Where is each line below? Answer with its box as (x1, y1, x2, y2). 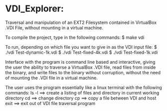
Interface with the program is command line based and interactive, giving (5, 59, 156, 65)
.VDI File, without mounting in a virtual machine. (5, 24, 103, 30)
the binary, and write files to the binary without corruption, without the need (5, 69, 161, 75)
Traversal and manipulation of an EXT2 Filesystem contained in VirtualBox (5, 19, 157, 25)
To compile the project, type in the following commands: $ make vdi (5, 34, 145, 40)
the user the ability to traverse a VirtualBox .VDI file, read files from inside (5, 64, 156, 70)
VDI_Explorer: (5, 3, 64, 14)
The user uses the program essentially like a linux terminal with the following (5, 84, 162, 90)
